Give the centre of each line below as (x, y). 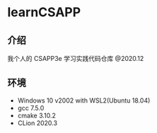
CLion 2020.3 (37, 123)
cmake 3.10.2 (37, 115)
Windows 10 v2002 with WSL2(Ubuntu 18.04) (84, 100)
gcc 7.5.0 (31, 108)
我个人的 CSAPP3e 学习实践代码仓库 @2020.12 (76, 58)
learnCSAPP (44, 12)
